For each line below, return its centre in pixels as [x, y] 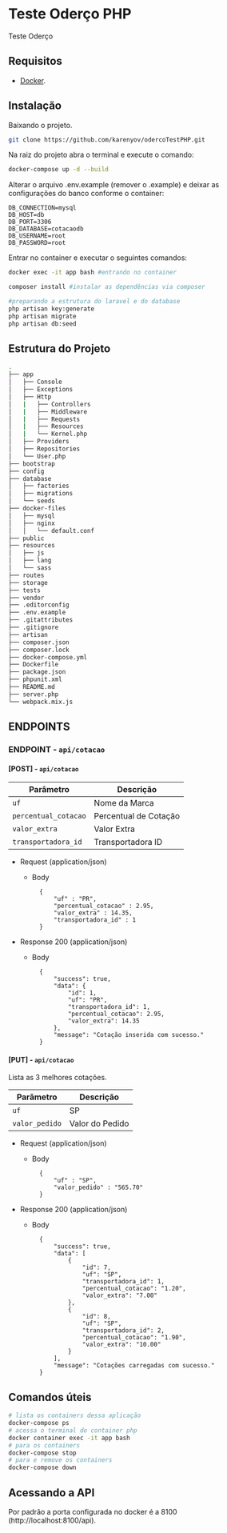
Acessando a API [52, 1493]
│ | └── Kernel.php [48, 434]
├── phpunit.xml [35, 680]
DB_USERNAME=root [37, 236]
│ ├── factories [39, 486]
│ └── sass [30, 568]
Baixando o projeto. [40, 125]
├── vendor [26, 598]
